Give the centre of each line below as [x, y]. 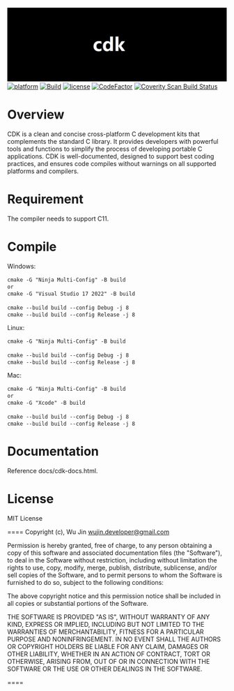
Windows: [22, 266]
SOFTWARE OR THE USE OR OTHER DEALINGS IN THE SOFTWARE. [105, 669]
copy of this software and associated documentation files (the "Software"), [115, 553]
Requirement [45, 199]
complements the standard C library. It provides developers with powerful [113, 141]
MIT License [25, 518]
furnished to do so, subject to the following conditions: [85, 582]
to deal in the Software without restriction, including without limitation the [112, 560]
